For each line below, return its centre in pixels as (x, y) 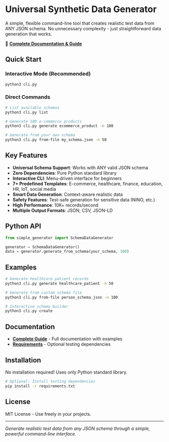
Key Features (26, 155)
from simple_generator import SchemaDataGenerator (59, 238)
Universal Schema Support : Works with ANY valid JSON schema (80, 168)
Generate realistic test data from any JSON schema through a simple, (78, 428)
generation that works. (29, 34)
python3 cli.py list (27, 112)
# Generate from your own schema (40, 135)
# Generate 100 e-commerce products (44, 121)
